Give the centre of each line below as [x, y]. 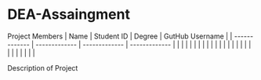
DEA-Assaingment [69, 15]
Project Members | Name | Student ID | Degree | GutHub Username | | [120, 36]
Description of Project [43, 67]
